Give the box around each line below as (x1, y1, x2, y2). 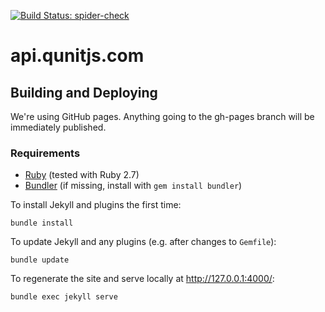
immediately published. (10, 121, 107, 133)
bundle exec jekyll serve (10, 292, 118, 302)
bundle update (10, 255, 70, 265)
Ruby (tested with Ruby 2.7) (24, 169, 140, 181)
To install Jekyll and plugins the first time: (10, 199, 182, 211)
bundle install (10, 218, 74, 229)
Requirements (10, 146, 81, 160)
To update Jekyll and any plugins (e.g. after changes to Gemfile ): (10, 236, 277, 248)
